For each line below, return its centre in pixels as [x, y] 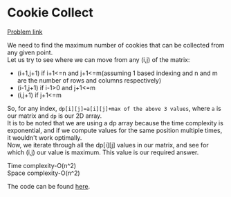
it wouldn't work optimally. [45, 137]
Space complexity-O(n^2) [44, 173]
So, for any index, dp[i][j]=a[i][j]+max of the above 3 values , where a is [114, 108]
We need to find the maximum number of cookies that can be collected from [116, 45]
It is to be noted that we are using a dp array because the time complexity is [115, 123]
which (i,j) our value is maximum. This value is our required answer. [103, 152]
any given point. [30, 52]
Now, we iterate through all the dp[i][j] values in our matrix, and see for [108, 145]
